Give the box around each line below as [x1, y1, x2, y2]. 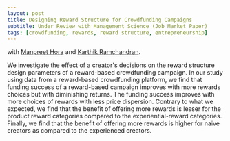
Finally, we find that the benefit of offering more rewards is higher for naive [7, 119, 220, 127]
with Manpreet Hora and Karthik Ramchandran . [7, 48, 141, 56]
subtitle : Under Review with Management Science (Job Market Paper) [7, 23, 208, 29]
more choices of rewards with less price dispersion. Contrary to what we [7, 97, 213, 106]
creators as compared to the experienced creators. [7, 127, 152, 135]
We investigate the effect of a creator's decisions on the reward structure [7, 61, 215, 69]
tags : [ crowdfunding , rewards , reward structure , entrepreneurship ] [7, 29, 208, 36]
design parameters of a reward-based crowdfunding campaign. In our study [7, 68, 223, 77]
